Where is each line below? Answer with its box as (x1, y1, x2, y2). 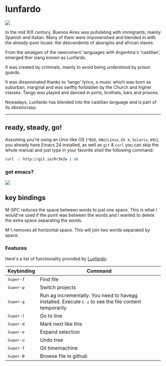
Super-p (7, 285, 25, 290)
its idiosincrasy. (5, 104, 37, 110)
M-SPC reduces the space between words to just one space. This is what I (5, 207, 157, 212)
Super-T (7, 345, 25, 351)
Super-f (7, 276, 25, 282)
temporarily (40, 305, 67, 312)
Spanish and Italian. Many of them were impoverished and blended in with (5, 34, 156, 40)
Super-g (7, 299, 25, 304)
